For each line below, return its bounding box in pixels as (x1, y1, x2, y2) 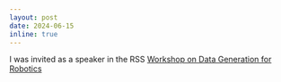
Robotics (9, 63, 42, 74)
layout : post (9, 12, 58, 22)
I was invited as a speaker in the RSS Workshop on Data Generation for (9, 54, 272, 65)
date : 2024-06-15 (9, 21, 75, 30)
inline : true (9, 29, 58, 38)
